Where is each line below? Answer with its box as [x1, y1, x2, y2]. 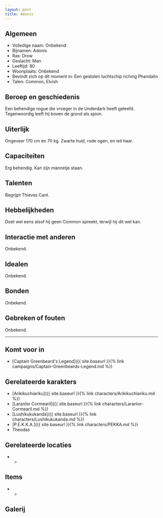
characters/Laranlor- [102, 401, 144, 407]
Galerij [5, 505, 26, 514]
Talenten [5, 179, 33, 187]
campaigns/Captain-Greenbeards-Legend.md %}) [12, 363, 113, 370]
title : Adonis [5, 12, 34, 17]
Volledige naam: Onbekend [12, 42, 66, 49]
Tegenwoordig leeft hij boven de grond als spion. [5, 111, 103, 117]
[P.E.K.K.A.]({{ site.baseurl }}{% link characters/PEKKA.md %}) [12, 422, 138, 428]
